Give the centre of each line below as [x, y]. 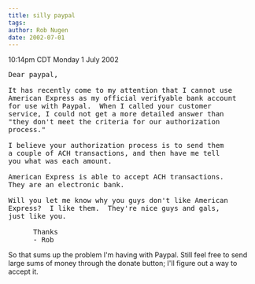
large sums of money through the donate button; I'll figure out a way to [123, 264]
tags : [17, 23]
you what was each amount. [60, 161]
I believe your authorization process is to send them [116, 146]
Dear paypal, [33, 75]
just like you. [37, 216]
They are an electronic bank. [67, 185]
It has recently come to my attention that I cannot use [120, 90]
